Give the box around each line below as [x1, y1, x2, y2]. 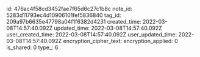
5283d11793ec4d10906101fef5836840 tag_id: [6, 12, 121, 19]
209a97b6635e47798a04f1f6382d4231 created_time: [6, 18, 141, 25]
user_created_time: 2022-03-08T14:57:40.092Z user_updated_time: [6, 31, 177, 38]
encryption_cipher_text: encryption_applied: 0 [63, 38, 178, 44]
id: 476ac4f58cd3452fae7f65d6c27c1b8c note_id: [6, 5, 133, 12]
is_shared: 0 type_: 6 [6, 44, 59, 51]
